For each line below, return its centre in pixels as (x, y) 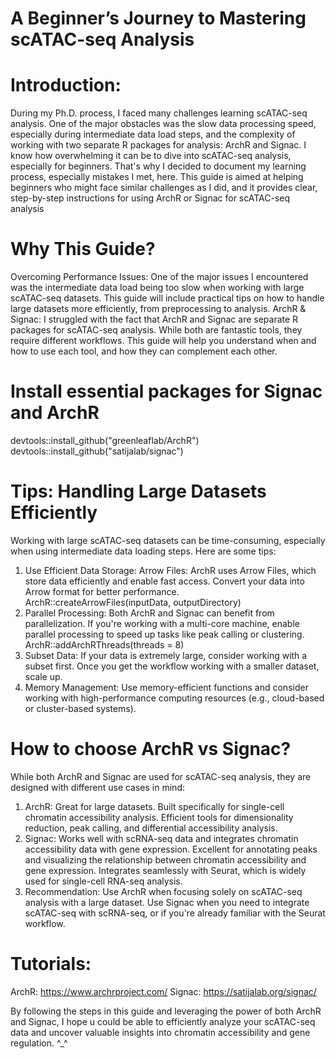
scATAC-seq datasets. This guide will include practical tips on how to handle (167, 298)
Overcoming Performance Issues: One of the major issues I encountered (159, 277)
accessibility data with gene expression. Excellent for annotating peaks (171, 849)
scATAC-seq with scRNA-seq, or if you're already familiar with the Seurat (175, 913)
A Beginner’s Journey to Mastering (158, 18)
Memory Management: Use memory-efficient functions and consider (166, 687)
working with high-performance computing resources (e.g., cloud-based (174, 698)
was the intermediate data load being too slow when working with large (157, 288)
